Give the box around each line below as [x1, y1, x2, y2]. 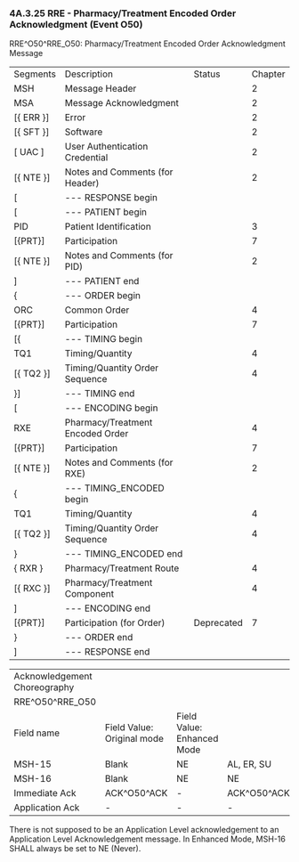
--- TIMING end [64, 387, 135, 400]
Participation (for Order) [64, 617, 166, 630]
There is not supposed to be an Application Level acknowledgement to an [9, 825, 279, 835]
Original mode [104, 733, 165, 745]
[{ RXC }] [13, 582, 51, 595]
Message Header [64, 83, 137, 95]
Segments [13, 68, 56, 80]
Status [193, 68, 221, 80]
